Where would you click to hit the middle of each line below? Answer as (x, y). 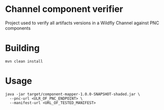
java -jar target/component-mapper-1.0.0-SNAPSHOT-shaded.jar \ (73, 94)
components (18, 28)
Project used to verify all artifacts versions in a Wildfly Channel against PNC (82, 23)
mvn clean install (24, 61)
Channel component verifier (64, 9)
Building (22, 48)
